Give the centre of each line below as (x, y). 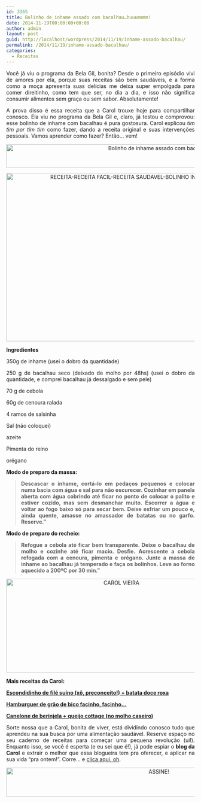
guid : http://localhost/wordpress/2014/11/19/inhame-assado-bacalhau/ (96, 39)
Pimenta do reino (27, 449)
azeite (14, 437)
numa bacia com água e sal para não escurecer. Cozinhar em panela (108, 490)
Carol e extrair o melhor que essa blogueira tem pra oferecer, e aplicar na (100, 753)
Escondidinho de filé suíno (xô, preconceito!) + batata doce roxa (88, 692)
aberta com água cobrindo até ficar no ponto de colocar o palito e (108, 496)
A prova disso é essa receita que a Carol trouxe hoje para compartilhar (100, 110)
